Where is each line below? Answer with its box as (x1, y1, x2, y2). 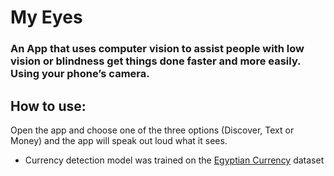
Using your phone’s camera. (10, 67, 150, 81)
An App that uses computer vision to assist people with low (10, 42, 305, 56)
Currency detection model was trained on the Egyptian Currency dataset (24, 154, 325, 166)
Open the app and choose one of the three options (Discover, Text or (10, 124, 295, 136)
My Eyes (10, 6, 83, 29)
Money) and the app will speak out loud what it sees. (10, 134, 228, 146)
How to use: (10, 97, 87, 115)
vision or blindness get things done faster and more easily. (10, 54, 302, 68)
